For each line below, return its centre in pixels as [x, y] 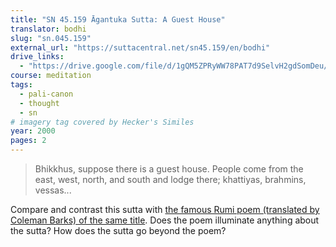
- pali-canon [46, 94]
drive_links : [37, 57]
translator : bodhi [48, 29]
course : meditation [51, 76]
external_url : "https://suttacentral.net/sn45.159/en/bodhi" [140, 47]
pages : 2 [28, 141]
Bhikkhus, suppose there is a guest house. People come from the [169, 169]
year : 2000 [33, 131]
